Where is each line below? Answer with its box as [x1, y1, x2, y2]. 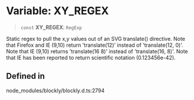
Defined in [6, 71, 45, 81]
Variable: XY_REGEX [6, 4, 109, 18]
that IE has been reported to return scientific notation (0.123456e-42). [6, 54, 176, 61]
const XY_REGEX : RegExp [20, 24, 83, 31]
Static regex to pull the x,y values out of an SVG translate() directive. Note [6, 35, 186, 42]
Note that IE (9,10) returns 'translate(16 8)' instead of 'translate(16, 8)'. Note [6, 47, 188, 54]
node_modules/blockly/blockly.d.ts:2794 [6, 87, 105, 94]
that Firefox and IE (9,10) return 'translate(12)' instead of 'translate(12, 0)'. [6, 41, 184, 49]
